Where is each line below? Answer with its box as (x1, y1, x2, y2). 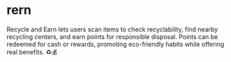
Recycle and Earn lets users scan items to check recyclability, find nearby (6, 25, 218, 33)
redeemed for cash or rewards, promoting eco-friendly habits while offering (6, 40, 225, 48)
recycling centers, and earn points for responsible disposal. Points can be (6, 32, 218, 40)
